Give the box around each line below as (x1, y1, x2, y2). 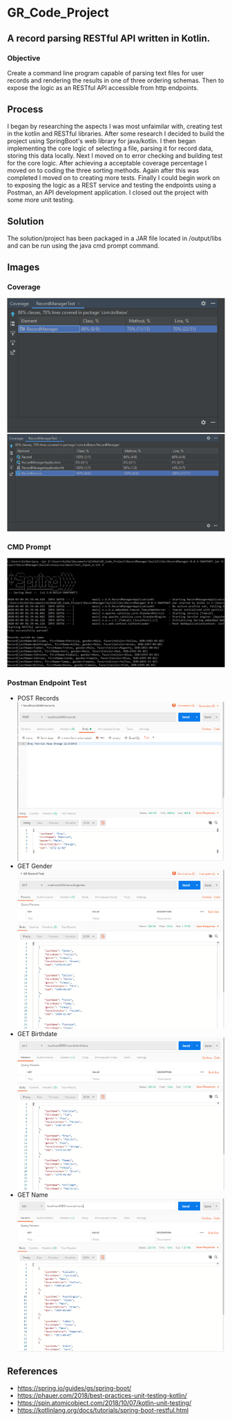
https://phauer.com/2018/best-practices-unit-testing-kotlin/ (17, 1391, 188, 1400)
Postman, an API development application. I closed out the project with (7, 188, 209, 197)
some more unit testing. (7, 195, 75, 203)
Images (7, 261, 40, 273)
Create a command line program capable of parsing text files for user (7, 69, 204, 77)
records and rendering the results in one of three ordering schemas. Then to (7, 76, 224, 84)
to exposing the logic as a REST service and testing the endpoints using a (7, 181, 216, 189)
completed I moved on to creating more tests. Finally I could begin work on (7, 173, 220, 181)
